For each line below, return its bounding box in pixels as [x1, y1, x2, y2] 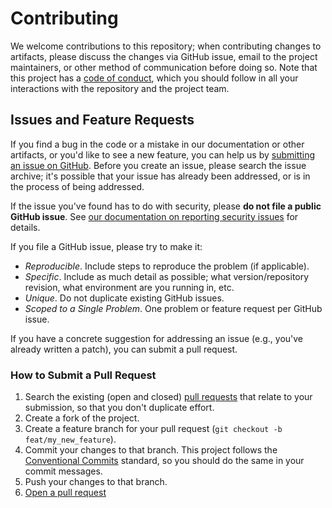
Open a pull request [24, 487, 107, 499]
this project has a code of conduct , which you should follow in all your [10, 72, 299, 84]
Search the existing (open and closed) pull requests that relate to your [24, 391, 313, 403]
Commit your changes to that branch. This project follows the [24, 444, 278, 456]
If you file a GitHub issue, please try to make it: [10, 240, 203, 252]
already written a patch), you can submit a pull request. [10, 343, 238, 355]
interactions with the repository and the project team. [10, 82, 230, 94]
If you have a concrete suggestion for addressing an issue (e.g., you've [10, 332, 304, 344]
